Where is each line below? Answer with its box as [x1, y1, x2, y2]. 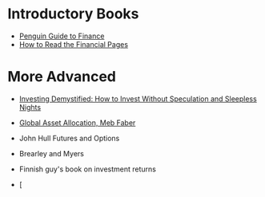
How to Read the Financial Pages [18, 39, 129, 49]
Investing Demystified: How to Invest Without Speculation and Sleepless [18, 93, 257, 104]
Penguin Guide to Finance [18, 31, 105, 41]
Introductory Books [7, 5, 139, 23]
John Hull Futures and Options [18, 133, 120, 143]
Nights [18, 102, 42, 112]
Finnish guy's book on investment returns [18, 164, 157, 174]
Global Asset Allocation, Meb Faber [18, 117, 136, 128]
